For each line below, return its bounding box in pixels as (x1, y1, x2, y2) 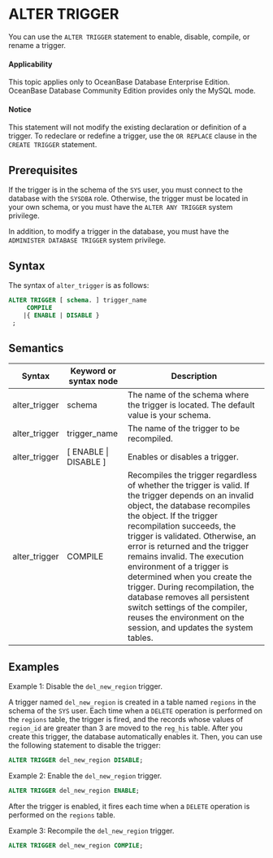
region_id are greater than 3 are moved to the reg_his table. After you (8, 723, 243, 733)
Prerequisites (8, 163, 78, 177)
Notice (8, 104, 32, 114)
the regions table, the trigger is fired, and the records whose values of (8, 715, 244, 725)
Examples (8, 660, 59, 673)
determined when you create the (127, 571, 253, 582)
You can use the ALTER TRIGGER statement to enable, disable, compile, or (8, 32, 250, 41)
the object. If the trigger (127, 510, 218, 521)
